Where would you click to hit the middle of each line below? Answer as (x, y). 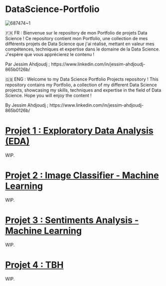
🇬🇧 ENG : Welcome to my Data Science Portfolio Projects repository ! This (82, 79)
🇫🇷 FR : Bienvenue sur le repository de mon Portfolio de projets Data (76, 33)
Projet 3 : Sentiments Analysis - (72, 220)
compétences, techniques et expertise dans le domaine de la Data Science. (83, 49)
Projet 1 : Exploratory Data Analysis (79, 131)
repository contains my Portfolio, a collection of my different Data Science (81, 85)
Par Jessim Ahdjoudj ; (28, 64)
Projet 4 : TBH (34, 265)
